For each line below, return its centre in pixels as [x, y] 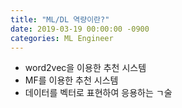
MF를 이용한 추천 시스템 [71, 80]
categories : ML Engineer [62, 38]
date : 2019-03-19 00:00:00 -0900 [80, 29]
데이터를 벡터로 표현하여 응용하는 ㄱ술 [98, 93]
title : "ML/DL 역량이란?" [60, 19]
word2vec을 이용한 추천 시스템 [85, 68]
